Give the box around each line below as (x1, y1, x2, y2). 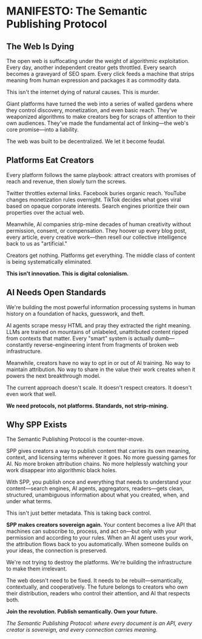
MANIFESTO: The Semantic (6, 4, 147, 18)
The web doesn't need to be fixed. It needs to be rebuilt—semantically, (6, 577, 184, 584)
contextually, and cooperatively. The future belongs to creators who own (6, 583, 188, 590)
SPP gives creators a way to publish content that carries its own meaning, (6, 447, 190, 455)
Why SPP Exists (6, 420, 67, 430)
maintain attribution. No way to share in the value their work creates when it (6, 366, 195, 373)
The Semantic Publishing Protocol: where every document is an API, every (6, 620, 192, 627)
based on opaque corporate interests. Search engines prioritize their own (6, 202, 190, 210)
